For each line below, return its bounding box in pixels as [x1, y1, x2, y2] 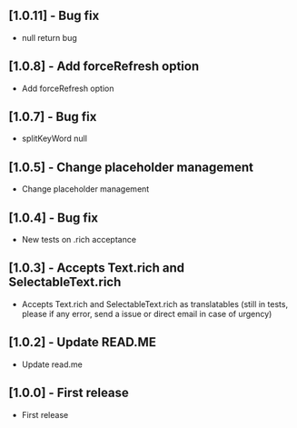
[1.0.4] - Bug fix [8, 210, 99, 225]
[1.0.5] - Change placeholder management [8, 159, 253, 174]
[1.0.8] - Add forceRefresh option [8, 59, 200, 75]
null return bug [21, 32, 78, 43]
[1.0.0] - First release [8, 385, 129, 401]
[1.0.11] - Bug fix [8, 8, 100, 24]
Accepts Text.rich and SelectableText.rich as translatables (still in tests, [21, 298, 288, 309]
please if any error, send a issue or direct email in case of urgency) [21, 308, 272, 319]
